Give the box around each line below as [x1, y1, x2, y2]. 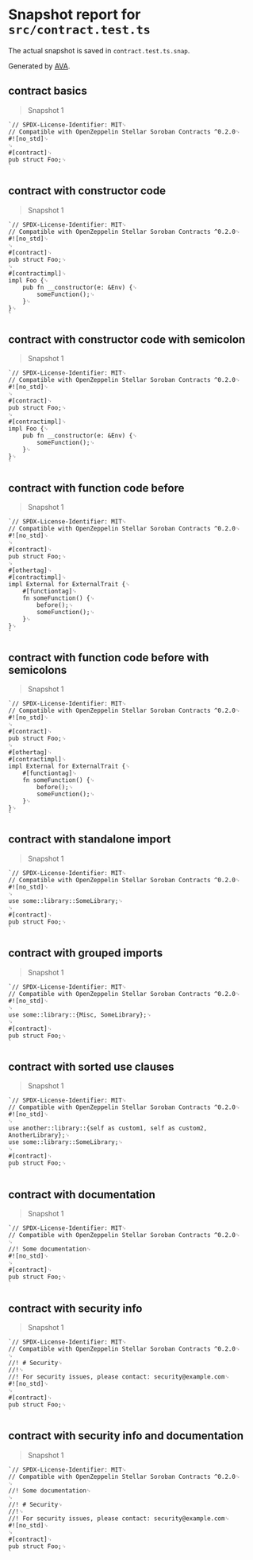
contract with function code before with [8, 651, 209, 664]
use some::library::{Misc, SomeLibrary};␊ [8, 1010, 152, 1019]
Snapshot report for [8, 6, 141, 24]
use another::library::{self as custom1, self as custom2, [8, 1124, 208, 1133]
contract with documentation [8, 1188, 156, 1201]
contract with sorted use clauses [8, 1060, 174, 1074]
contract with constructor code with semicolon [8, 333, 246, 346]
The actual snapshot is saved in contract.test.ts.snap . [8, 45, 190, 55]
